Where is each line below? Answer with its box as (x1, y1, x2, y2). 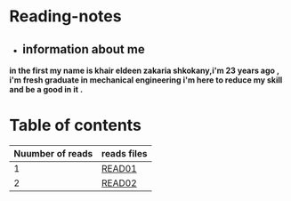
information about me (21, 42, 145, 57)
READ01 (101, 162, 138, 174)
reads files (101, 147, 148, 159)
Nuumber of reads (13, 147, 93, 159)
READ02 (101, 176, 138, 189)
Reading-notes (9, 6, 122, 27)
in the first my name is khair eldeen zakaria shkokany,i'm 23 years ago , (9, 65, 279, 76)
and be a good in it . (9, 84, 83, 94)
